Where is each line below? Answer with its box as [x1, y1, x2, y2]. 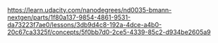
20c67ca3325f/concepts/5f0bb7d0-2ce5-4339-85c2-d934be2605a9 [7, 28, 211, 36]
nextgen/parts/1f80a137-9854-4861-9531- [7, 13, 131, 21]
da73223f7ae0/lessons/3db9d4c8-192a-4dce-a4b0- [7, 21, 162, 28]
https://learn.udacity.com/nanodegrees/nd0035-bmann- [7, 6, 172, 14]
